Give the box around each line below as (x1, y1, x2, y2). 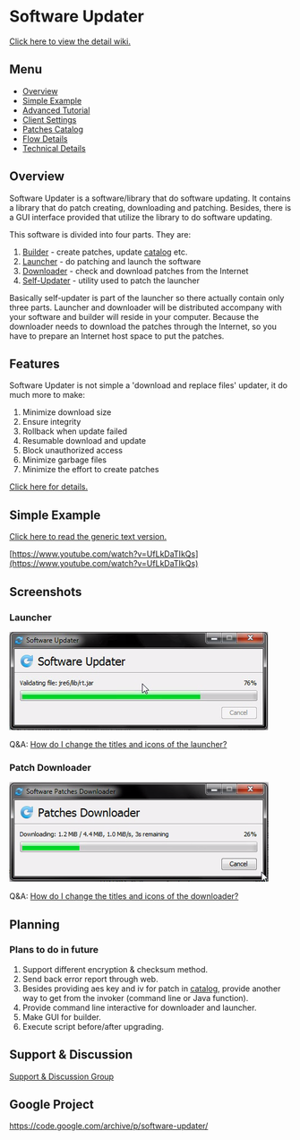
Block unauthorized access (21, 445, 124, 456)
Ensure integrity (21, 417, 81, 427)
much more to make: (9, 390, 86, 401)
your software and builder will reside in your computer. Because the (9, 311, 260, 322)
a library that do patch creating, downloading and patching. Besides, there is (9, 202, 292, 212)
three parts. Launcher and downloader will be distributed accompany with (9, 302, 282, 313)
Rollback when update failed (21, 426, 128, 436)
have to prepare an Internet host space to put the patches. (9, 330, 225, 341)
